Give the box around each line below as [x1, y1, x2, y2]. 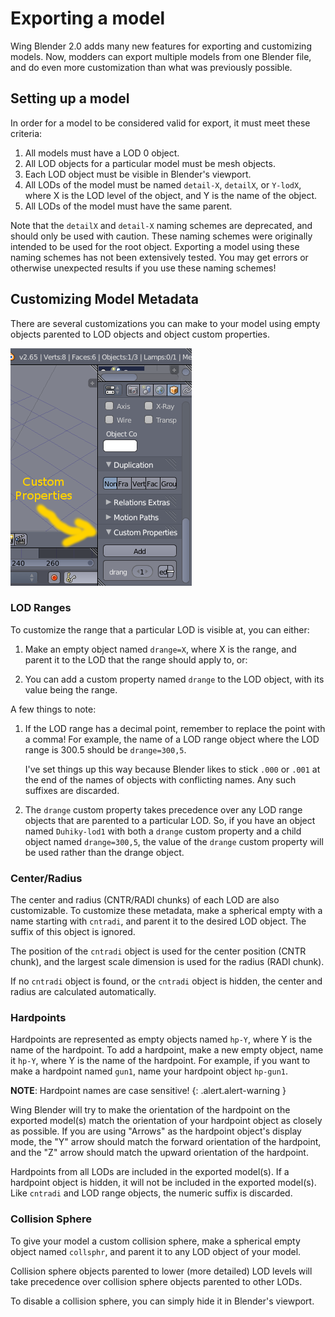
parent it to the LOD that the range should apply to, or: [24, 653, 248, 666]
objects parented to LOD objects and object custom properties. [10, 328, 270, 340]
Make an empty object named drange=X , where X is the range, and [24, 643, 297, 655]
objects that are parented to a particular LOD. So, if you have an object [24, 814, 316, 826]
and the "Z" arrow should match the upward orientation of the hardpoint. [10, 1147, 309, 1159]
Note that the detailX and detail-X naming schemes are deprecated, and [10, 219, 313, 231]
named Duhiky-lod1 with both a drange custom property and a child [24, 825, 302, 837]
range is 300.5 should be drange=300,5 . [24, 743, 187, 756]
